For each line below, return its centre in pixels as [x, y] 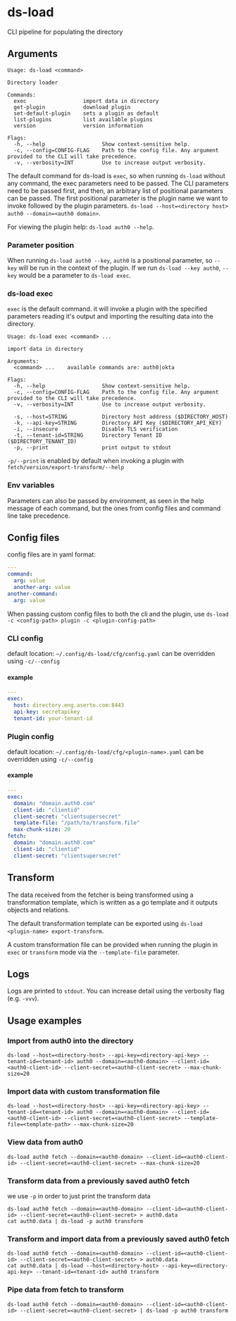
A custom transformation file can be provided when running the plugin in [113, 944]
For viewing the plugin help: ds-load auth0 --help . [81, 227]
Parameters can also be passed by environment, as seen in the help [106, 500]
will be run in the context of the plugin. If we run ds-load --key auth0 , [120, 268]
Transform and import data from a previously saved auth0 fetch [118, 1239]
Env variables [31, 485]
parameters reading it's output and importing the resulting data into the [110, 316]
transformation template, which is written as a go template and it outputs [113, 902]
